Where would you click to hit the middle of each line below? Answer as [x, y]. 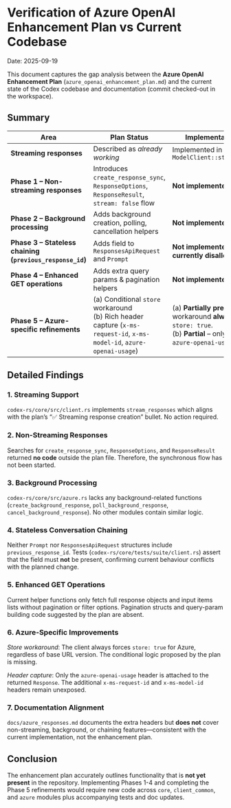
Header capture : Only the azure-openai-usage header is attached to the [108, 675]
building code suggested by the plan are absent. [76, 614]
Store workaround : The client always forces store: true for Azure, [101, 647]
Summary [29, 118]
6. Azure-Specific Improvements [63, 632]
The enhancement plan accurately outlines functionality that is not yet [107, 776]
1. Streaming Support [43, 395]
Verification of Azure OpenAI [91, 13]
